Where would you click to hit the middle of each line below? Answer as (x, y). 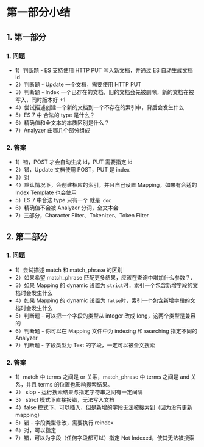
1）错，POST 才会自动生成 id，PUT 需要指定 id (74, 162)
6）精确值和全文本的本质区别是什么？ (62, 122)
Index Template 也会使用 (46, 192)
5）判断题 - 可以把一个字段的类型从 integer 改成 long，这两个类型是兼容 (105, 316)
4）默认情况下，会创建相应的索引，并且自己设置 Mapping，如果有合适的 (106, 185)
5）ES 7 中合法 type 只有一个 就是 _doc (63, 200)
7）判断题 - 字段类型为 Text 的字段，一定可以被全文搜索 (85, 345)
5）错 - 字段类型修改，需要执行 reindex (64, 423)
